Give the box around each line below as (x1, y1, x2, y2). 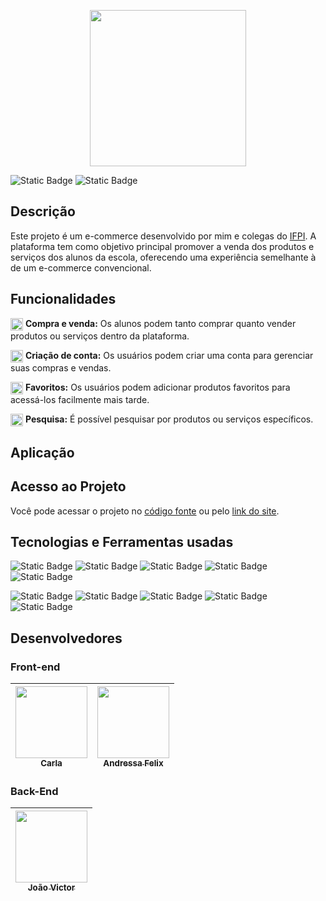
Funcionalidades (10, 291, 117, 308)
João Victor (27, 882, 76, 894)
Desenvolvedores (10, 630, 123, 647)
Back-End (10, 784, 59, 798)
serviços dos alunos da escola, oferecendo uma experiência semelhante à (10, 251, 317, 263)
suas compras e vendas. (10, 361, 112, 374)
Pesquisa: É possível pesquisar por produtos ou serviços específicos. (24, 413, 314, 425)
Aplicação (10, 444, 75, 461)
